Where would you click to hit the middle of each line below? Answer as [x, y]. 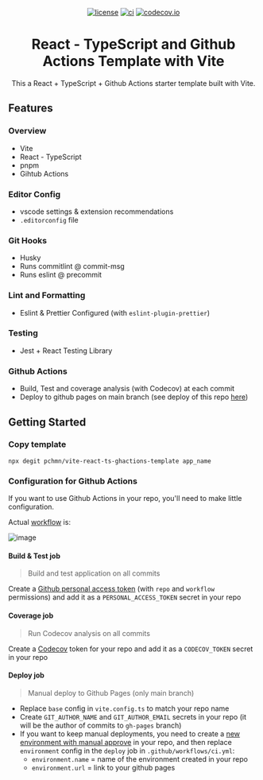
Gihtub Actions [44, 173]
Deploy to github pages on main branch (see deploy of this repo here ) [134, 397]
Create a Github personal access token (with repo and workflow [112, 589]
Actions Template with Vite [133, 62]
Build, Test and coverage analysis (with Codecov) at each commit [127, 389]
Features [31, 109]
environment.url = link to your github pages [103, 767]
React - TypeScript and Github [133, 45]
